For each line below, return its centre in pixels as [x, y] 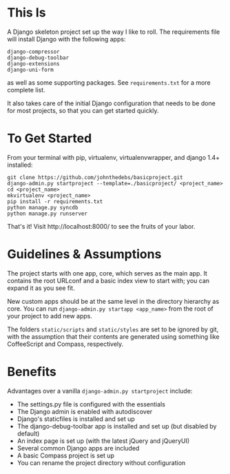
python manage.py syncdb [43, 207]
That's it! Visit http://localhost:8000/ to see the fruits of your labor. [101, 226]
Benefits [32, 372]
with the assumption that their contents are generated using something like [113, 336]
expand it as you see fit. [41, 288]
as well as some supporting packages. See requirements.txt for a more [109, 82]
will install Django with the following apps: [66, 39]
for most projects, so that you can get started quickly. [83, 110]
